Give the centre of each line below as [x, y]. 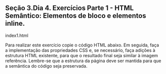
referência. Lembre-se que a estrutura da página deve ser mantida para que [83, 61]
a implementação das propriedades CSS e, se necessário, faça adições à [80, 50]
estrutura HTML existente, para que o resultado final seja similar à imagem [82, 55]
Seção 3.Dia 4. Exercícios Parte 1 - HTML [70, 8]
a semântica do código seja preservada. [46, 66]
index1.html [17, 35]
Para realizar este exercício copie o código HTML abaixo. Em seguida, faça [82, 45]
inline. [15, 23]
